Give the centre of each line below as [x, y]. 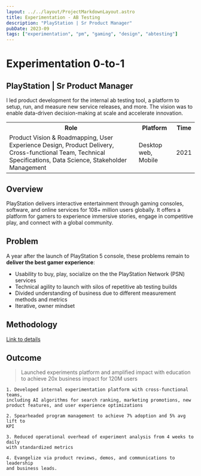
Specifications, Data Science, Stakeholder [68, 160]
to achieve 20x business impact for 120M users [79, 379]
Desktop [150, 145]
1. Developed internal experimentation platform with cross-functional [97, 390]
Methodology [32, 325]
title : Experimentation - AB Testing [53, 17]
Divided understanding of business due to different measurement [95, 293]
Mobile [148, 160]
